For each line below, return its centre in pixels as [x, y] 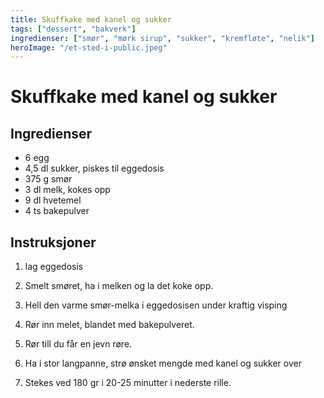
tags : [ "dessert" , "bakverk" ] [73, 29]
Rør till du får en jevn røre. [78, 344]
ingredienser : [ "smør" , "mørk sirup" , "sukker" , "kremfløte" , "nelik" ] [162, 38]
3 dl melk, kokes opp [67, 190]
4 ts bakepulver [57, 211]
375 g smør [48, 179]
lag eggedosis [54, 267]
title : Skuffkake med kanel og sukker [91, 19]
